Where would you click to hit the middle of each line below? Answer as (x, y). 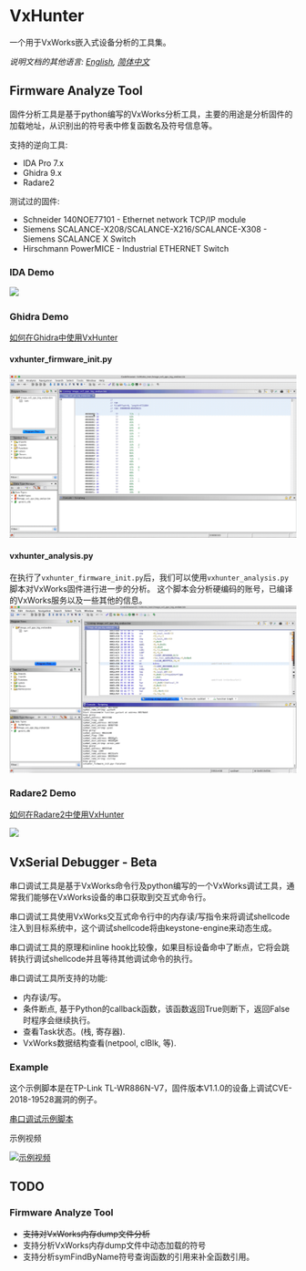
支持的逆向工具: (39, 145)
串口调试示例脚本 (41, 1119)
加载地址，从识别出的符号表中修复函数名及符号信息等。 (113, 125)
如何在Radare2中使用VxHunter (67, 814)
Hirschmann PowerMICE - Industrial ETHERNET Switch (126, 248)
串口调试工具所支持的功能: (59, 977)
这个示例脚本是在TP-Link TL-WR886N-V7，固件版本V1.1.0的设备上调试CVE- (151, 1088)
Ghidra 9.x (42, 172)
